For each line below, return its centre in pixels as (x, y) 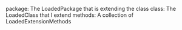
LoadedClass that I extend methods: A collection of (70, 15)
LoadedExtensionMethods (39, 21)
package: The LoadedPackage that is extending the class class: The (91, 9)
